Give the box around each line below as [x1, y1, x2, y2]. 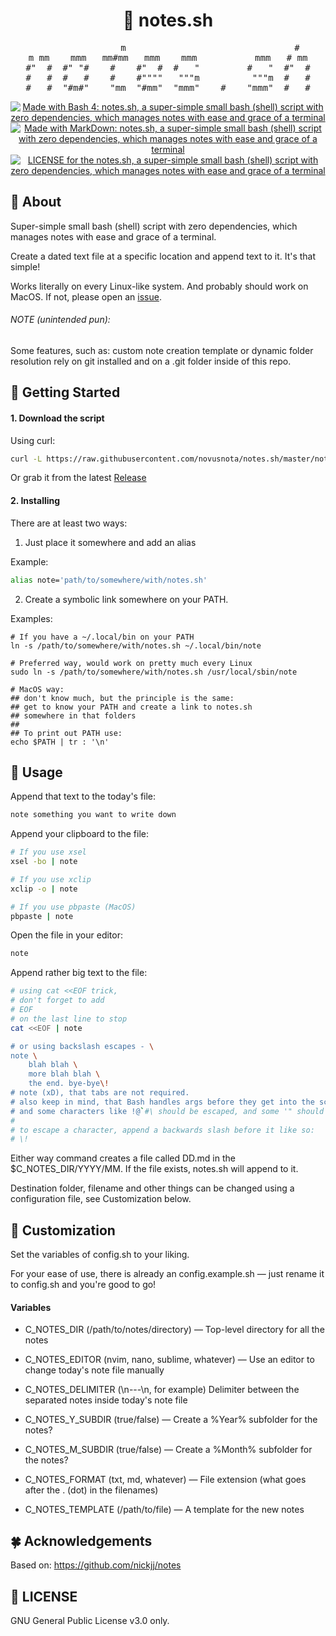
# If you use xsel [10, 847, 87, 858]
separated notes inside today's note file [24, 1394, 188, 1406]
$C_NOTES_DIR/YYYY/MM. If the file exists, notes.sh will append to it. [10, 1163, 299, 1175]
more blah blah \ [28, 1069, 101, 1079]
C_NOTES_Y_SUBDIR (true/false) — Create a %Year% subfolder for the [24, 1414, 318, 1426]
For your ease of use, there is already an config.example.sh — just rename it [10, 1268, 325, 1280]
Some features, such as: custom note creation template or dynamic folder [10, 344, 314, 356]
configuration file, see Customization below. [10, 1193, 192, 1205]
